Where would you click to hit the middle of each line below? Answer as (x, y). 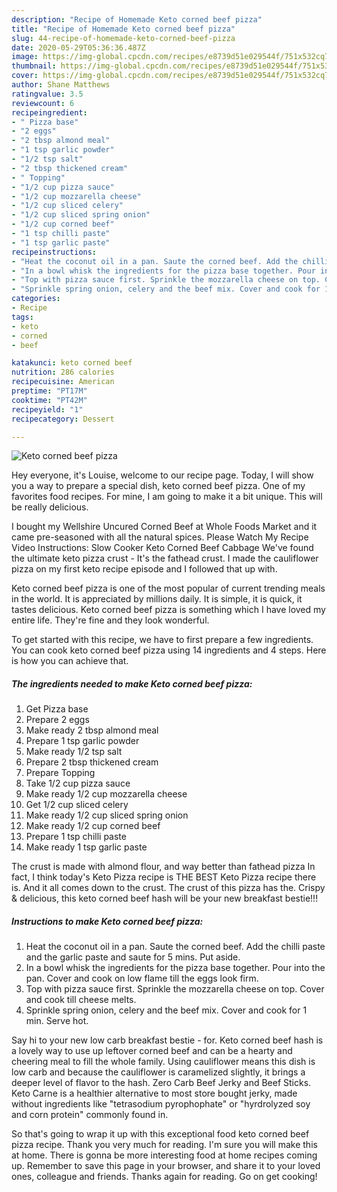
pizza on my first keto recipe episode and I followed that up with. (144, 569)
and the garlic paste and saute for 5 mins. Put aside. (133, 957)
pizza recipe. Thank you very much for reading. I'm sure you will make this (164, 1145)
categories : (36, 299)
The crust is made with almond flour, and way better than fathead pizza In (163, 867)
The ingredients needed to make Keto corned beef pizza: (132, 683)
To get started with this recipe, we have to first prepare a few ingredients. (162, 640)
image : (25, 57)
